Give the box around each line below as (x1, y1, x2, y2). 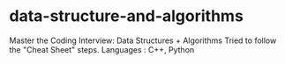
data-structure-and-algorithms (9, 6, 244, 26)
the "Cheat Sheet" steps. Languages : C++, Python (9, 44, 195, 54)
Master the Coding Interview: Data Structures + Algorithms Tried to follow (9, 35, 277, 46)
